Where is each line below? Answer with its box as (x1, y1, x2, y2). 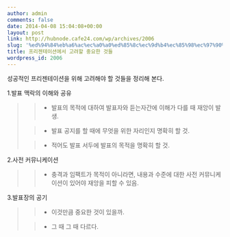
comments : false (7, 16, 53, 23)
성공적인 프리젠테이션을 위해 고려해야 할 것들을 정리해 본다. (7, 74, 164, 82)
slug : (7, 42, 23, 49)
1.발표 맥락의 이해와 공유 (7, 88, 72, 97)
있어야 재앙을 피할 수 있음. (69, 179, 139, 187)
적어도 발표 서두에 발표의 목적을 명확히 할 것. (51, 141, 170, 149)
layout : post (7, 29, 44, 36)
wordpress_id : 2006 (7, 55, 63, 62)
